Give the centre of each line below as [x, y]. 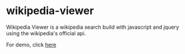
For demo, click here [31, 45]
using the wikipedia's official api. [46, 33]
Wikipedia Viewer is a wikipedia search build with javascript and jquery [93, 27]
